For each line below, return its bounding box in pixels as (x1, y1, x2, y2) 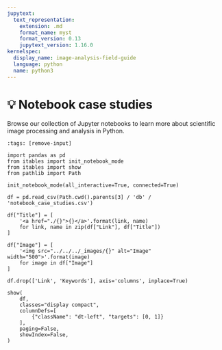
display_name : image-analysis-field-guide (13, 55, 136, 62)
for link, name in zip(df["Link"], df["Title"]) (19, 224, 161, 231)
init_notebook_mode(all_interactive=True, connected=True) (7, 182, 180, 189)
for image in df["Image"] (19, 260, 94, 267)
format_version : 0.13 (19, 36, 81, 42)
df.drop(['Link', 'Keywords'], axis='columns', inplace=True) (7, 278, 188, 284)
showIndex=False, (19, 332, 69, 338)
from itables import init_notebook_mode (7, 158, 125, 165)
